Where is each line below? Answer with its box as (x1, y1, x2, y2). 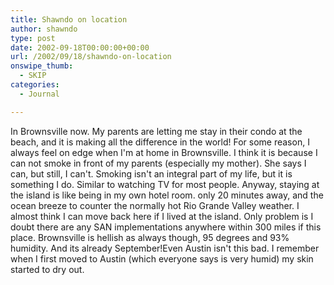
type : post (10, 33, 56, 43)
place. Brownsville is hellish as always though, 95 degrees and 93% (10, 231, 290, 243)
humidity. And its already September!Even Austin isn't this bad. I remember (10, 242, 320, 254)
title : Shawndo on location (10, 14, 128, 25)
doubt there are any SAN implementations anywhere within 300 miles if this (10, 221, 322, 233)
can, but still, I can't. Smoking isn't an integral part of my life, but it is (10, 167, 293, 180)
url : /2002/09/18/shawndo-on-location (10, 52, 172, 62)
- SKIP (19, 71, 47, 81)
